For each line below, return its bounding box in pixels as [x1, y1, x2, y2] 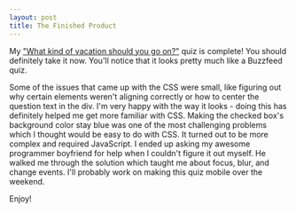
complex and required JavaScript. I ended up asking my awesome [9, 138, 251, 149]
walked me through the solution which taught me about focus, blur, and [9, 157, 270, 168]
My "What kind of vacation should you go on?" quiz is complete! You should [9, 45, 287, 56]
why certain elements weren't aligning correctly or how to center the [9, 91, 260, 102]
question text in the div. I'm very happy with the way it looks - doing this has [9, 100, 287, 111]
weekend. [9, 176, 45, 186]
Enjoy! [9, 193, 33, 204]
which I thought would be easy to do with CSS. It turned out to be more [9, 129, 269, 139]
